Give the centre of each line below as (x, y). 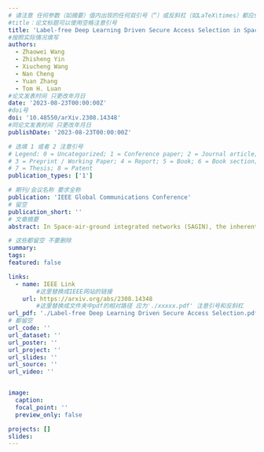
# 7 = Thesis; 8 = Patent (50, 169)
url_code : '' (29, 328)
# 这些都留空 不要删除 (40, 241)
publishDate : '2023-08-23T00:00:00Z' (70, 132)
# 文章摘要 (24, 219)
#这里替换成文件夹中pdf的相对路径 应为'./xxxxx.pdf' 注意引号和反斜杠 (140, 306)
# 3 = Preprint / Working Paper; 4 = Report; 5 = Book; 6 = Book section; (133, 161)
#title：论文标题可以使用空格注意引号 (63, 23)
